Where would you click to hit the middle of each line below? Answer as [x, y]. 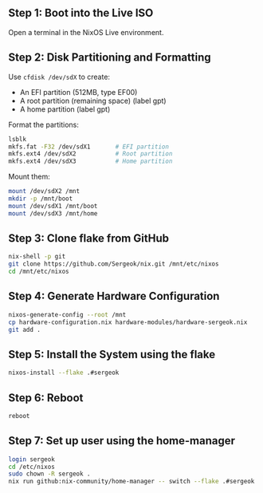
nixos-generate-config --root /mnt [67, 314]
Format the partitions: [44, 124]
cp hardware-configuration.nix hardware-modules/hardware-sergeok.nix [128, 322]
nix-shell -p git [37, 257]
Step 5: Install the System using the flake [112, 354]
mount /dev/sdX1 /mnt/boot [53, 206]
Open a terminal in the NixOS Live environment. [86, 32]
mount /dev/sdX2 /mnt [44, 191]
